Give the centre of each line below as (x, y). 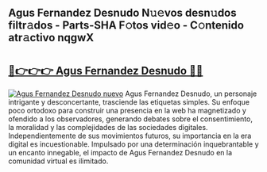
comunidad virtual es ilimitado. (58, 161)
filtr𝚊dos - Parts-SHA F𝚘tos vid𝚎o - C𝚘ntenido (126, 26)
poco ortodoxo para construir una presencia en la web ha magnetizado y (127, 111)
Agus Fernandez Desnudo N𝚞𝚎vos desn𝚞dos (122, 13)
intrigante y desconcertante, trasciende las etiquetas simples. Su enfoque (129, 102)
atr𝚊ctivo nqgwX (51, 38)
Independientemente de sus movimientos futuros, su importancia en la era (130, 136)
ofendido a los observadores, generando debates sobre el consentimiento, (130, 119)
